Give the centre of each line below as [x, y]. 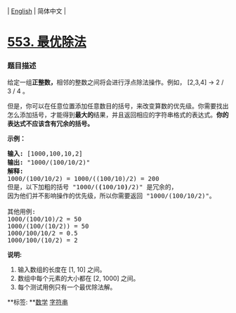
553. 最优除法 [47, 42]
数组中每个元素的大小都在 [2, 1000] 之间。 [78, 279]
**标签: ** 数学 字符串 [38, 302]
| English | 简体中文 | [37, 11]
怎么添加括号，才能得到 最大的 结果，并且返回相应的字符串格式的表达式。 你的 [118, 115]
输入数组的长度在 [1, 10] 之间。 [62, 269]
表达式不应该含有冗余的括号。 [50, 124]
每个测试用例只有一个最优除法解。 [67, 287]
